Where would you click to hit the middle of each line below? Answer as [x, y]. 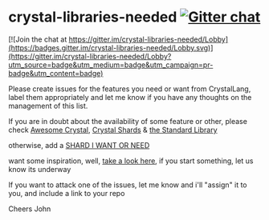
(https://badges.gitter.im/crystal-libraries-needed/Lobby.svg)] [111, 47]
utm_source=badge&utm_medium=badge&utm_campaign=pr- [111, 65]
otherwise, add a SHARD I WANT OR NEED [79, 145]
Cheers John [30, 209]
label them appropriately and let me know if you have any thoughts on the [130, 97]
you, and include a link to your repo [67, 193]
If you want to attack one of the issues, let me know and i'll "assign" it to [128, 185]
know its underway [40, 169]
